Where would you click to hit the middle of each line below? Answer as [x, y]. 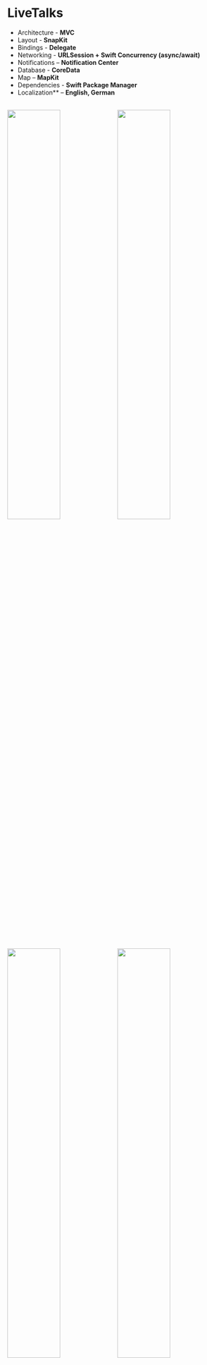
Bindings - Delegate [47, 47]
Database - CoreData [49, 70]
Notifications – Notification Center [68, 62]
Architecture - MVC [46, 32]
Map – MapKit [38, 77]
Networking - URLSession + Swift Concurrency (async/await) [109, 55]
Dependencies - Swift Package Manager [77, 85]
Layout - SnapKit [43, 39]
